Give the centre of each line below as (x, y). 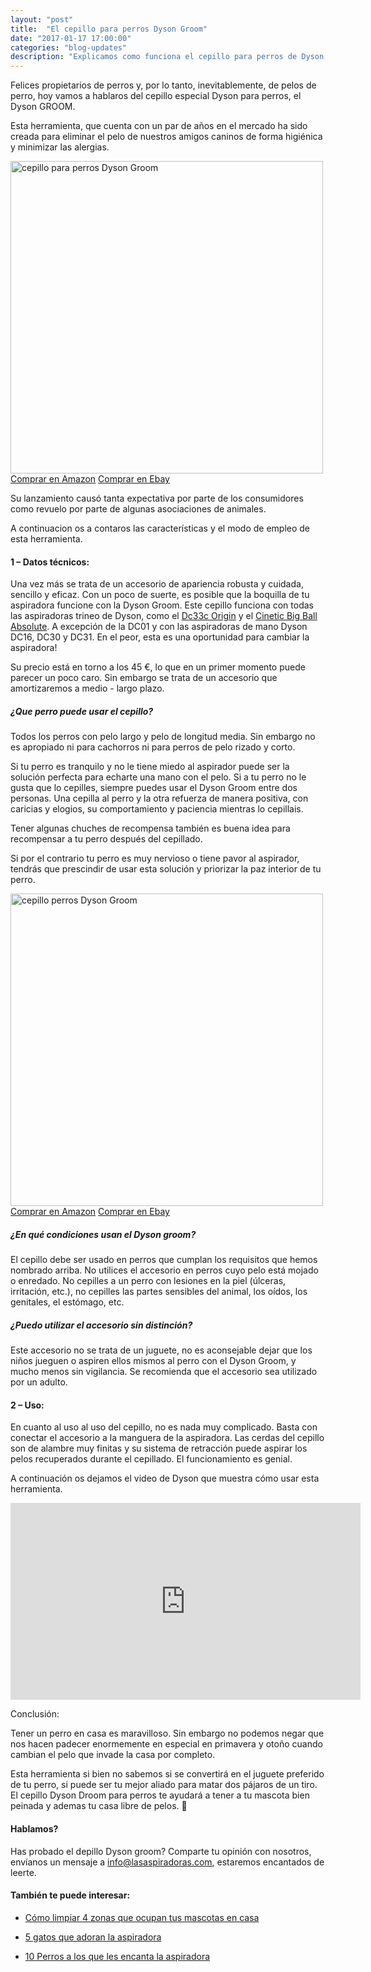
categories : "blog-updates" (69, 47)
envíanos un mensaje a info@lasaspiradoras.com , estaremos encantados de (167, 1862)
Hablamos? (34, 1829)
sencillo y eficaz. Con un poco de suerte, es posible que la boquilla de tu (160, 595)
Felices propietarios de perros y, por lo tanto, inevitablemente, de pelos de (163, 85)
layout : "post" (42, 19)
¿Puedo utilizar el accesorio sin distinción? (101, 1325)
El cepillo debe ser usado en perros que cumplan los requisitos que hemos (164, 1260)
